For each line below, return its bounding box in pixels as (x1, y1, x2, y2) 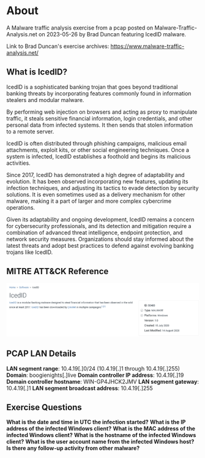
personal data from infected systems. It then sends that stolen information (6, 121, 193, 128)
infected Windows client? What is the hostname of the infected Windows (6, 432, 196, 439)
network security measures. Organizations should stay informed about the (6, 235, 194, 243)
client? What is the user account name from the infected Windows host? (6, 438, 195, 446)
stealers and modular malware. (6, 96, 84, 103)
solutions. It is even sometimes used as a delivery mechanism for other (6, 191, 185, 198)
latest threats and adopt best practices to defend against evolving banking (6, 242, 194, 249)
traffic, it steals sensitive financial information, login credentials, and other (6, 114, 193, 122)
